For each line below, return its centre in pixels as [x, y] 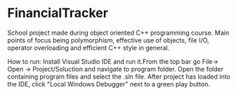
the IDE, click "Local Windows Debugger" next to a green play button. [109, 84]
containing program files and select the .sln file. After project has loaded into [119, 77]
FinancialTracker [58, 13]
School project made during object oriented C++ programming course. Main [118, 33]
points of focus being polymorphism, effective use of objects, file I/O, [108, 40]
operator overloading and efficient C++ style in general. [88, 47]
